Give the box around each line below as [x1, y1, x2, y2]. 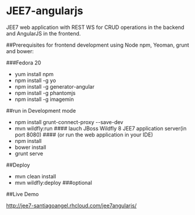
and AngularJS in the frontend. [6, 30, 81, 37]
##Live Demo [6, 190, 39, 197]
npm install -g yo [14, 77, 56, 84]
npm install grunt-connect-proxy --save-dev [14, 118, 123, 125]
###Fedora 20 [6, 59, 41, 66]
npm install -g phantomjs [14, 89, 76, 96]
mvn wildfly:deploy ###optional [14, 179, 92, 186]
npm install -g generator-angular [14, 83, 95, 90]
